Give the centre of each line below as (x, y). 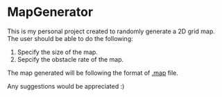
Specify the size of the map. (58, 52)
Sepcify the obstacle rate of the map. (70, 59)
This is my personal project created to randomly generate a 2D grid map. (111, 31)
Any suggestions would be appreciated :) (66, 86)
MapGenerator (50, 12)
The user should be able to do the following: (70, 38)
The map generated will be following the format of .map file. (93, 73)
